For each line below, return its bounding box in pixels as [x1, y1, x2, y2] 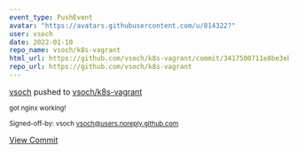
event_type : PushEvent [9, 12, 93, 22]
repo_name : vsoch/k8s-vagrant [9, 46, 122, 55]
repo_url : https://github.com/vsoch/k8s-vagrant [9, 63, 192, 72]
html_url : [9, 54, 46, 63]
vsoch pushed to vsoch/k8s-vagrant [9, 86, 143, 97]
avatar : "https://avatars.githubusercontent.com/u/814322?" [9, 21, 237, 30]
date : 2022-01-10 [9, 37, 74, 47]
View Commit [9, 134, 59, 145]
